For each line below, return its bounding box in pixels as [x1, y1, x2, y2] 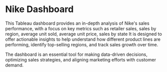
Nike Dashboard [5, 4, 74, 15]
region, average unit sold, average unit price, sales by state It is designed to [5, 31, 162, 37]
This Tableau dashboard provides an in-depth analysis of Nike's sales [5, 20, 150, 26]
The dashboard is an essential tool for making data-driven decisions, [5, 51, 147, 57]
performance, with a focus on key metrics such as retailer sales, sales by [5, 25, 156, 31]
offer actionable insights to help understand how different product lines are [5, 36, 161, 42]
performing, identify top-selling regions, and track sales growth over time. [5, 41, 158, 47]
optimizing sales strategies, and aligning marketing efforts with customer [5, 56, 156, 62]
